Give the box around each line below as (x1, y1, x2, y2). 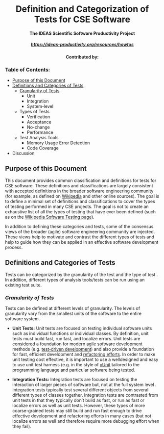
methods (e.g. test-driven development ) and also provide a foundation (12, 346, 154, 352)
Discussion (12, 151, 35, 156)
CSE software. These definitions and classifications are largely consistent (5, 182, 153, 188)
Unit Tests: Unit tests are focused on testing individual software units (12, 325, 152, 331)
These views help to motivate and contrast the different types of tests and (5, 234, 155, 240)
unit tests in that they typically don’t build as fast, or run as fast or (12, 397, 145, 403)
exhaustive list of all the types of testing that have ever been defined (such (5, 208, 156, 214)
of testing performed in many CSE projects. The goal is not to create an (5, 204, 149, 209)
